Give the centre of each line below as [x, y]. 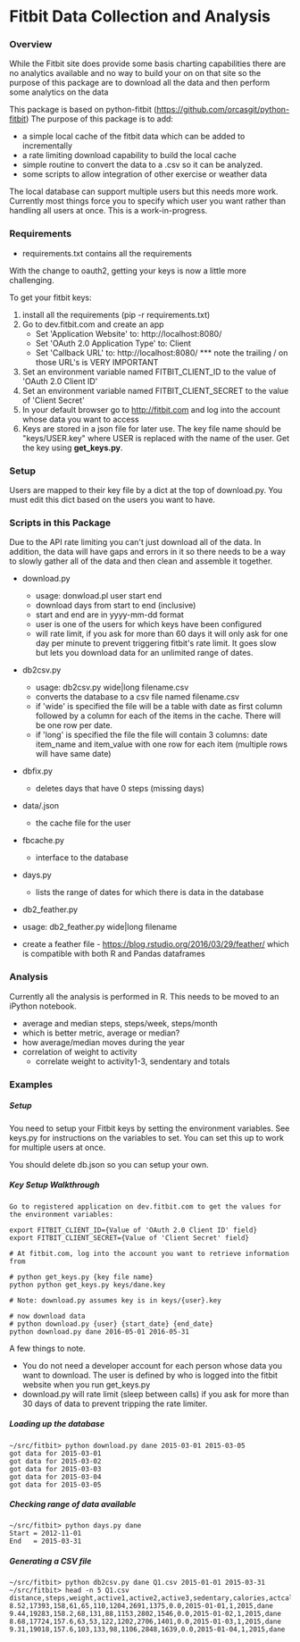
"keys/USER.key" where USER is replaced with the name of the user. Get [156, 438]
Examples [31, 1085]
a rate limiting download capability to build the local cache [129, 155]
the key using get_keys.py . [72, 448]
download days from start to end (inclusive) [116, 606]
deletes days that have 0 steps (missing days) [120, 789]
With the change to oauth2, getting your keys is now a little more [128, 271]
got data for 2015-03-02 [55, 1461]
